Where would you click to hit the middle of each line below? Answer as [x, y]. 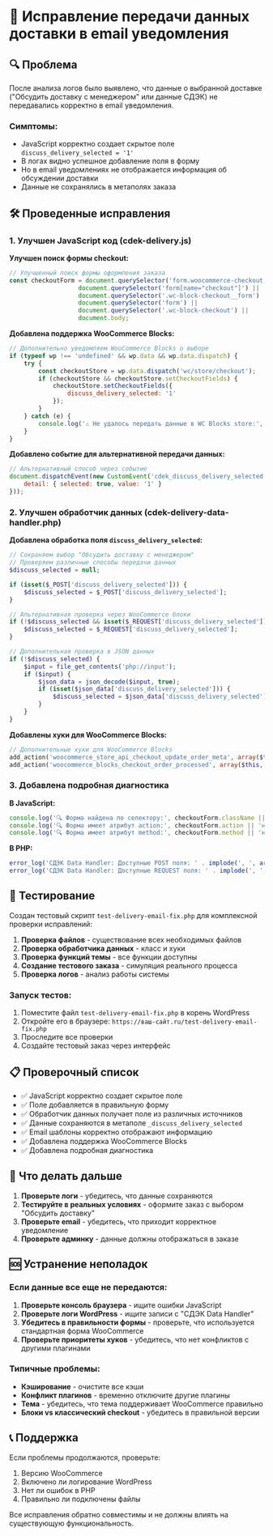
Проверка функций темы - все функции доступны [109, 957]
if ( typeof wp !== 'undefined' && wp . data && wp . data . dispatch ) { [124, 355]
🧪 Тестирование [52, 896]
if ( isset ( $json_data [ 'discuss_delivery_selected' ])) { [134, 689]
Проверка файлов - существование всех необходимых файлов [131, 939]
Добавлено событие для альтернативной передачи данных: [117, 454]
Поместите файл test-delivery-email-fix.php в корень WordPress [135, 1013]
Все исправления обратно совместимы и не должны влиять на [119, 1514]
